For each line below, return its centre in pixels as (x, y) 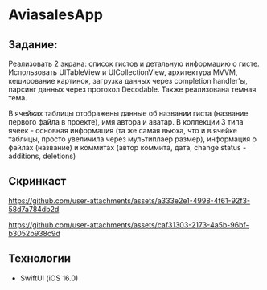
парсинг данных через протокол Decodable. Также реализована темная (132, 89)
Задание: (33, 45)
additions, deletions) (42, 156)
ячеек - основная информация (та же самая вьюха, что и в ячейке (123, 131)
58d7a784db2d (34, 209)
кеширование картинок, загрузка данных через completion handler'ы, (128, 81)
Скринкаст (37, 181)
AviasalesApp (55, 15)
